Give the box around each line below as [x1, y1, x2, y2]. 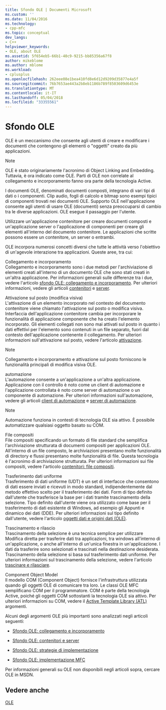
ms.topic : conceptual [5, 30, 50, 35]
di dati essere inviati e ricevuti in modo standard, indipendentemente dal [5, 484, 153, 490]
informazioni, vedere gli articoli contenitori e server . [5, 285, 111, 291]
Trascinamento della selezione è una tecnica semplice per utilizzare [5, 531, 144, 536]
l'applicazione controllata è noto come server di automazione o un [5, 387, 140, 393]
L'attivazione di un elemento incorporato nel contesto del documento [5, 300, 146, 306]
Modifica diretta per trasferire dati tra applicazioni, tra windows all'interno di [5, 535, 160, 542]
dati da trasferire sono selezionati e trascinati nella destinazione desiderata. [5, 546, 160, 552]
